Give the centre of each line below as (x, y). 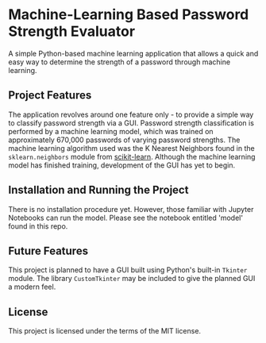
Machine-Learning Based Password (129, 15)
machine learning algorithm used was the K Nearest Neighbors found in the (132, 148)
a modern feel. (32, 287)
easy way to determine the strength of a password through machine (120, 62)
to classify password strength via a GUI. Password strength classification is (131, 123)
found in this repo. (38, 226)
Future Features (48, 251)
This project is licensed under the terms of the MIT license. (104, 331)
